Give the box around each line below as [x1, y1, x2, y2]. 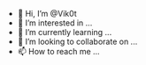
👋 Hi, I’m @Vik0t [17, 9, 77, 18]
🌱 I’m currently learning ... [17, 27, 112, 37]
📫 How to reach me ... [17, 47, 100, 56]
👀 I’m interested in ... [17, 18, 93, 28]
